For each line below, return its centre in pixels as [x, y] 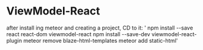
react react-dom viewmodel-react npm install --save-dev [79, 34]
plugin [14, 40]
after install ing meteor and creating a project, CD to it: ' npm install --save [100, 28]
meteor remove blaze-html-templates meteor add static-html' [101, 40]
